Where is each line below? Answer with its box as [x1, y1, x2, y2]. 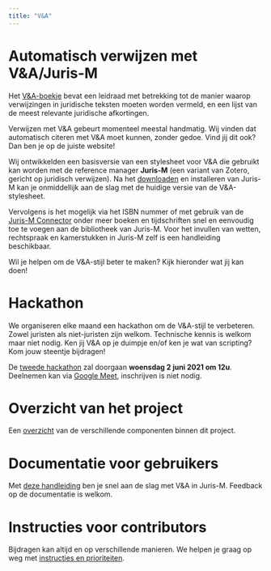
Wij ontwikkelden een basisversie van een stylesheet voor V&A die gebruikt [8, 156, 260, 166]
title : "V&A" [8, 11, 53, 20]
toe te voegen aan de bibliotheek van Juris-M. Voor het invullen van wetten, [8, 224, 261, 233]
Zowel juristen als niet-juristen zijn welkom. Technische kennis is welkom [8, 329, 252, 339]
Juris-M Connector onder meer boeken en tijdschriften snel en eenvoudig [8, 215, 255, 225]
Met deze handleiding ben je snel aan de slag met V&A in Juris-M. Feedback [8, 481, 263, 491]
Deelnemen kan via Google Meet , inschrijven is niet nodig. [8, 370, 202, 381]
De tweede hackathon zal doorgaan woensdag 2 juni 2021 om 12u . [8, 362, 232, 372]
